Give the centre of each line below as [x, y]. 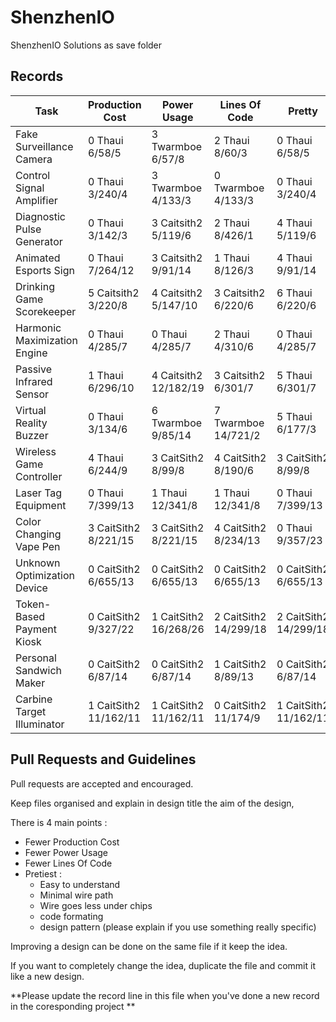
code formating [71, 916]
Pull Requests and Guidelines [103, 759]
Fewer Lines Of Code [68, 863]
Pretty [303, 111]
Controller [39, 476]
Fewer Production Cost [72, 842]
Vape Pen [38, 546]
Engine [31, 353]
